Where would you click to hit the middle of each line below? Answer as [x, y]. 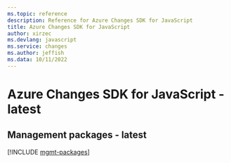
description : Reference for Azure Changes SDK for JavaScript [100, 20]
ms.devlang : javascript [42, 40]
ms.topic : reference [38, 14]
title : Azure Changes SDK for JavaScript [69, 27]
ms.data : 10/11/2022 [38, 60]
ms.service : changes [38, 46]
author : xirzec [29, 33]
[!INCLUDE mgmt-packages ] [48, 152]
